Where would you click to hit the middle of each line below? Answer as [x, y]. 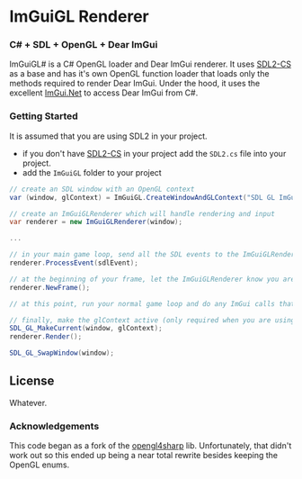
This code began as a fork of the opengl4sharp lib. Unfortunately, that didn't [151, 446]
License [32, 381]
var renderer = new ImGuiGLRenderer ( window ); [96, 222]
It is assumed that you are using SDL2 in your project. [109, 136]
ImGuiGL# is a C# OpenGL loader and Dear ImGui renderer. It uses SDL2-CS [151, 64]
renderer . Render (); [46, 337]
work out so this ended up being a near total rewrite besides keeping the [144, 456]
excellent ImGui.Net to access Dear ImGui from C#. [104, 93]
